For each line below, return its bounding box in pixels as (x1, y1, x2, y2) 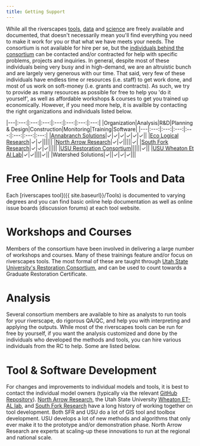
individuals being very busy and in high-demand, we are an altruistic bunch (6, 63, 192, 70)
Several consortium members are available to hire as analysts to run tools (6, 311, 187, 318)
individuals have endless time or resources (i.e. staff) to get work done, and (6, 76, 192, 83)
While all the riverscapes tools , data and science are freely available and (6, 25, 184, 32)
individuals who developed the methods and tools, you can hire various (6, 336, 181, 343)
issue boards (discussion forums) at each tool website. (6, 204, 141, 211)
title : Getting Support (6, 8, 66, 15)
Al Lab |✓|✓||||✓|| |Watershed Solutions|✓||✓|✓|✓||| (6, 150, 136, 158)
